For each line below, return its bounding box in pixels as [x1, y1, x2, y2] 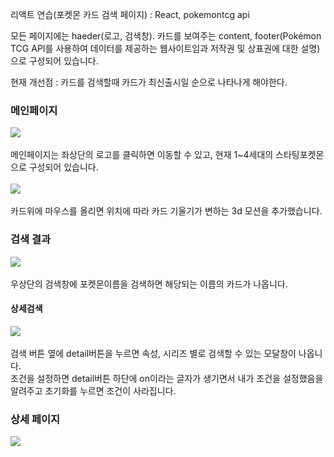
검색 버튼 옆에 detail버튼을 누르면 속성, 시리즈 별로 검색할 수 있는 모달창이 [10, 347, 297, 359]
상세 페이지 [10, 412, 61, 426]
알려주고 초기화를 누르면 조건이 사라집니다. [10, 384, 177, 397]
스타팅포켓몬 [275, 149, 325, 161]
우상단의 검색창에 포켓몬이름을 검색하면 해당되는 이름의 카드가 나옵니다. [10, 278, 288, 290]
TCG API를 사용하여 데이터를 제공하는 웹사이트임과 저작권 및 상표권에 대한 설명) [10, 43, 321, 54]
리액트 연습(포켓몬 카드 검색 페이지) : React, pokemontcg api [10, 9, 250, 20]
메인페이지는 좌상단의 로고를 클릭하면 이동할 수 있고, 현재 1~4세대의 [10, 149, 274, 161]
